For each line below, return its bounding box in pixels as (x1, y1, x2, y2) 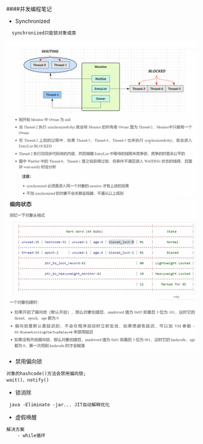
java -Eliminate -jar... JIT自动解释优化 (9, 401, 110, 408)
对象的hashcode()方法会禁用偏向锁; (6, 370, 86, 376)
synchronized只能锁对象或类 (12, 30, 77, 36)
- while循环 (17, 432, 46, 439)
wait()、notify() (6, 376, 50, 383)
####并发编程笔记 (6, 5, 52, 12)
